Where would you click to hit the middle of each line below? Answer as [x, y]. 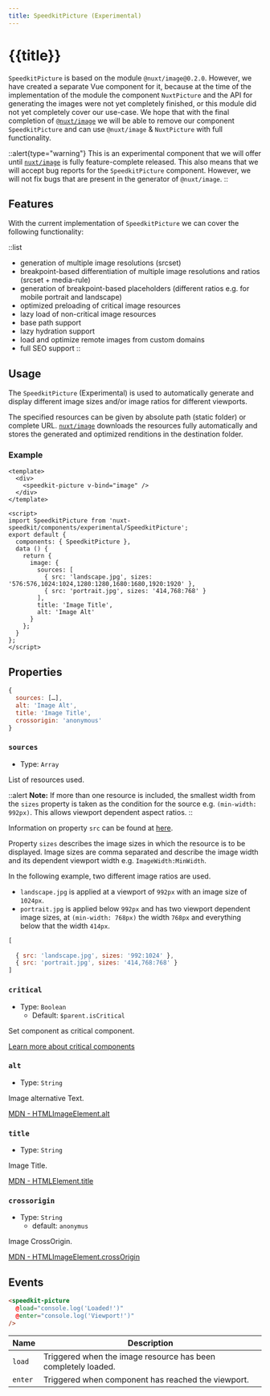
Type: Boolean [43, 1006]
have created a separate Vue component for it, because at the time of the [130, 86]
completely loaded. [79, 1366]
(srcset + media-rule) [55, 280]
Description [151, 1343]
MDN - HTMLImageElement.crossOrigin [74, 1257]
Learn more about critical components [72, 1046]
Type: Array [39, 764]
